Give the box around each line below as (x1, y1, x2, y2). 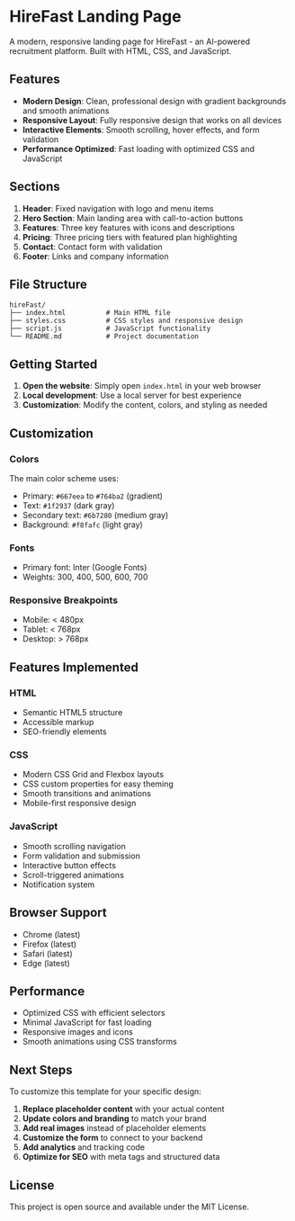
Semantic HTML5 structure (22, 707, 123, 718)
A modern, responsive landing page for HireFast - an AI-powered (9, 36, 250, 47)
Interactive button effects (22, 859, 117, 870)
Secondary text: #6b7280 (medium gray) (22, 509, 169, 520)
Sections (9, 179, 60, 194)
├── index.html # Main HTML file (9, 309, 171, 318)
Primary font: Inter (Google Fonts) (22, 562, 147, 573)
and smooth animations (22, 105, 110, 116)
